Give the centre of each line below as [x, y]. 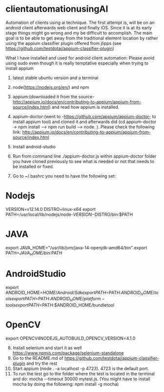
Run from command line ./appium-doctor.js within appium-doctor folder [84, 156]
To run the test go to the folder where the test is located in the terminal [84, 374]
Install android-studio [34, 146]
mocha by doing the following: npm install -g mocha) [66, 384]
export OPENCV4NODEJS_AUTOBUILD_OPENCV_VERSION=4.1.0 [71, 338]
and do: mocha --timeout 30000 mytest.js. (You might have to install [81, 379]
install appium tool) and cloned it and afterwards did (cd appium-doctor [84, 122]
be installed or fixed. [33, 166]
